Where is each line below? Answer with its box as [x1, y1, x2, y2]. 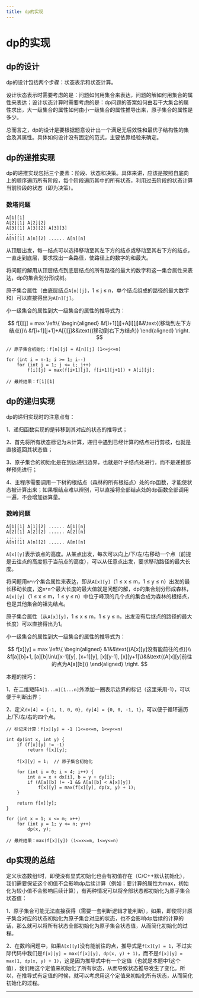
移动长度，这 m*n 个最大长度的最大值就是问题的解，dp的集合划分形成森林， [11, 585, 192, 592]
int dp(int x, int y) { [6, 736, 65, 742]
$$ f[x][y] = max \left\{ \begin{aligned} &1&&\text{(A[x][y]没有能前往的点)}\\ [8, 645, 191, 652]
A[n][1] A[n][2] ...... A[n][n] [6, 236, 86, 241]
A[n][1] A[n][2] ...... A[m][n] [6, 539, 86, 545]
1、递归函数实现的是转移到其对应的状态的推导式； [6, 426, 128, 433]
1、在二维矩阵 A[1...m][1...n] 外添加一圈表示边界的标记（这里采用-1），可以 [6, 685, 191, 693]
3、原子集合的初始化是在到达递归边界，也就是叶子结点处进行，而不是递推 [6, 459, 186, 466]
